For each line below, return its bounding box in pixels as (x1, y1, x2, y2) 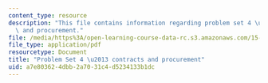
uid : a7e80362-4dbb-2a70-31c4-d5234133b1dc (8, 63, 156, 71)
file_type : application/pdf (8, 41, 102, 49)
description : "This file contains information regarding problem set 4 (8, 19, 251, 27)
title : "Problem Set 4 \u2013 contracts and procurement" (8, 56, 205, 64)
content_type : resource (8, 11, 88, 20)
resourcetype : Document (8, 48, 88, 56)
